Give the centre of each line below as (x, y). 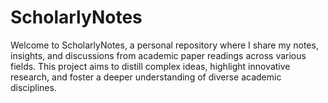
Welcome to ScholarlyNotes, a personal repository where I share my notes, (164, 45)
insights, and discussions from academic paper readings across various (158, 55)
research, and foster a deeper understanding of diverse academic (146, 77)
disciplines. (33, 87)
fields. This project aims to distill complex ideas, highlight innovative (150, 66)
